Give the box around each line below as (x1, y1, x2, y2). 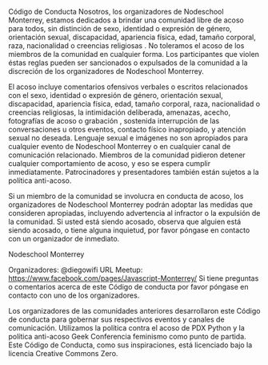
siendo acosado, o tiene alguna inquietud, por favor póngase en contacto (8, 225, 250, 235)
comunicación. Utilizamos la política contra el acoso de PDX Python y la (8, 323, 246, 332)
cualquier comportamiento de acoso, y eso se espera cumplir (8, 159, 211, 168)
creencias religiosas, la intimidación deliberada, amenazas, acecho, (8, 107, 230, 117)
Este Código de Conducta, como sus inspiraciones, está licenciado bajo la (8, 340, 253, 350)
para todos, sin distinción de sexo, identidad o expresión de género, (8, 24, 232, 33)
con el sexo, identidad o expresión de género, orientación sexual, (8, 91, 224, 99)
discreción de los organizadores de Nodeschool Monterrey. (8, 67, 204, 75)
